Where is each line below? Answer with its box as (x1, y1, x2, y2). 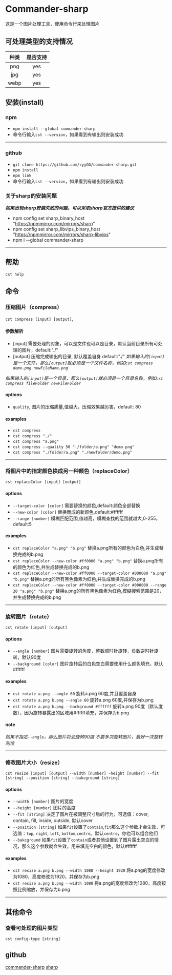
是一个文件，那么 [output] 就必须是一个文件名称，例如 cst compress (12, 360, 153, 366)
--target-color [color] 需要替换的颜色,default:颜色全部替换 (12, 502, 141, 509)
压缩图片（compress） (5, 304, 62, 311)
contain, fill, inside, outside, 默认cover (12, 817, 93, 824)
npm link (12, 173, 32, 178)
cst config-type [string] (5, 937, 60, 942)
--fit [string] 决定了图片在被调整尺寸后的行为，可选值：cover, (12, 811, 149, 817)
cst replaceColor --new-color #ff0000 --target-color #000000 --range (12, 582, 167, 588)
